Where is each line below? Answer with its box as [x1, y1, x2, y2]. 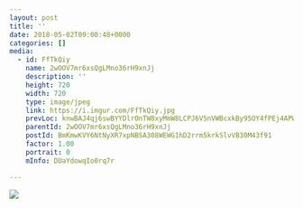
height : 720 [25, 80, 70, 90]
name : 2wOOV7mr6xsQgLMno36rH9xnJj [25, 64, 155, 73]
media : [9, 47, 34, 56]
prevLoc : [25, 114, 59, 123]
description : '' [25, 72, 87, 81]
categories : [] [9, 38, 67, 48]
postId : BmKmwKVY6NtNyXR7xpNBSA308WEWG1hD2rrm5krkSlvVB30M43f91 [25, 131, 272, 140]
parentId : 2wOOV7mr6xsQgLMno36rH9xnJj [25, 123, 171, 132]
